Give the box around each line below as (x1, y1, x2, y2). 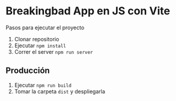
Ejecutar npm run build (14, 81, 71, 88)
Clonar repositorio (14, 35, 59, 42)
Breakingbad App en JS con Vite (5, 4, 171, 18)
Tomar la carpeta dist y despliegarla (14, 88, 106, 95)
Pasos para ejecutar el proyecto (5, 24, 85, 31)
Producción (5, 66, 50, 76)
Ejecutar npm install (14, 42, 67, 49)
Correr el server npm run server (14, 48, 94, 55)
